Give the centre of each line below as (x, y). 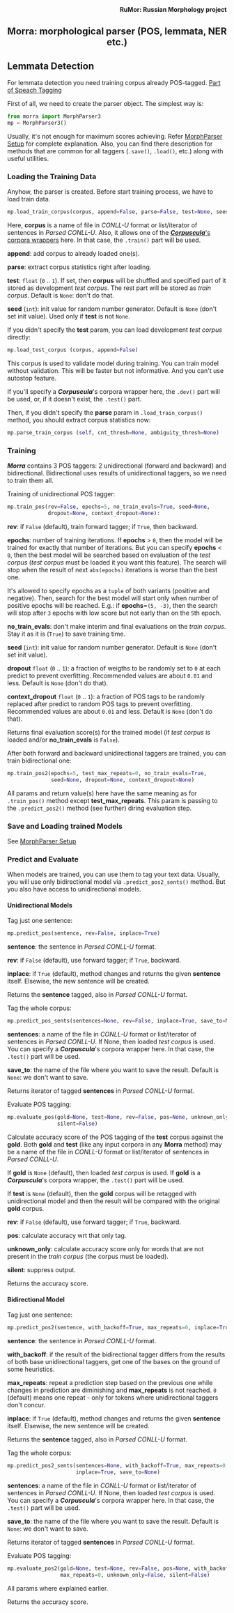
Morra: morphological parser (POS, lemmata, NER (117, 32)
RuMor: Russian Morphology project (173, 9)
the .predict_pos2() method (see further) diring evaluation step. (100, 808)
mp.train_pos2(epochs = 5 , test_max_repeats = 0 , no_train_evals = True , (107, 773)
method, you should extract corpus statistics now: (79, 420)
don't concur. (26, 1405)
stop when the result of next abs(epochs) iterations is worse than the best (112, 569)
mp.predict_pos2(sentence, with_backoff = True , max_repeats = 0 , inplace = (113, 1328)
